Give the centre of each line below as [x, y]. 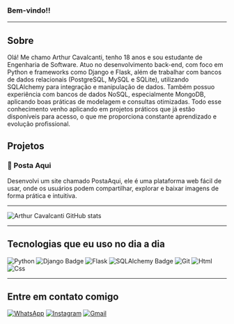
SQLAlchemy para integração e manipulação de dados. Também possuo [111, 87]
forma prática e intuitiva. [42, 195]
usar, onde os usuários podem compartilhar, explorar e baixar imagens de [113, 188]
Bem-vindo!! [29, 10]
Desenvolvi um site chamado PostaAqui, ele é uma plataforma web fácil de [114, 180]
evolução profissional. [39, 124]
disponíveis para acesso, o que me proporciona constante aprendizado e [112, 116]
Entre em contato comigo [63, 297]
